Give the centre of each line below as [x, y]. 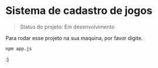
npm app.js [19, 49]
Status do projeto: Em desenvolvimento [67, 27]
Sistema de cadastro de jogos [79, 11]
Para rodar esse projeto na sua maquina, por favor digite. [74, 38]
